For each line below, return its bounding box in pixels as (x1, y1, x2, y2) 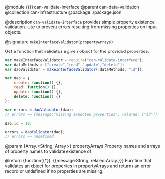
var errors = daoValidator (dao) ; (5, 107, 74, 112)
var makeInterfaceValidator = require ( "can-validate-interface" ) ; (5, 58, 144, 63)
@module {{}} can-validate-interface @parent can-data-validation (5, 4, 139, 10)
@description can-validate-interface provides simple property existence (5, 19, 155, 25)
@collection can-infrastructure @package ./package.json (5, 9, 122, 15)
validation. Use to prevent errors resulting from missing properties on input (5, 24, 157, 30)
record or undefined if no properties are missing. (5, 168, 104, 174)
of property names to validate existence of (5, 148, 92, 154)
